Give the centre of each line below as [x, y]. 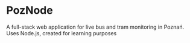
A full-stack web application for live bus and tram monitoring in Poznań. [95, 27]
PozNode [30, 10]
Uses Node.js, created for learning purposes [62, 33]
